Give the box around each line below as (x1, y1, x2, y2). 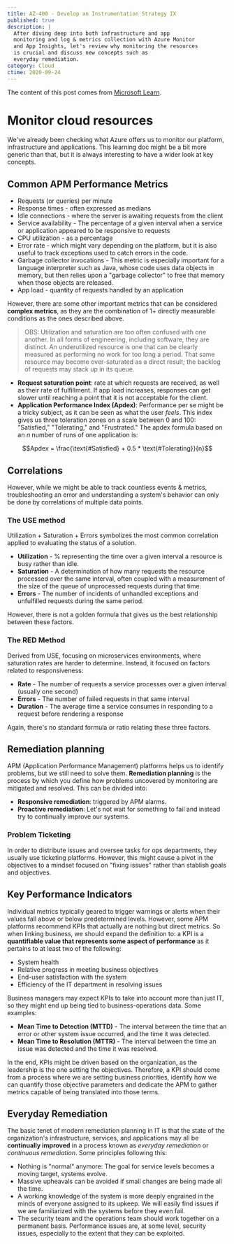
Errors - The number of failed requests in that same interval (17, 694, 190, 703)
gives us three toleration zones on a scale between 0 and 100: (17, 416, 196, 424)
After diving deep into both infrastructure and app (13, 29, 170, 37)
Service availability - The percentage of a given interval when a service (17, 219, 223, 227)
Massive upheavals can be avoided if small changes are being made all (17, 1177, 222, 1186)
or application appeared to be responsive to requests (17, 227, 170, 235)
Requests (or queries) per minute (17, 197, 113, 205)
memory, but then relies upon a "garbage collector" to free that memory (17, 271, 225, 280)
